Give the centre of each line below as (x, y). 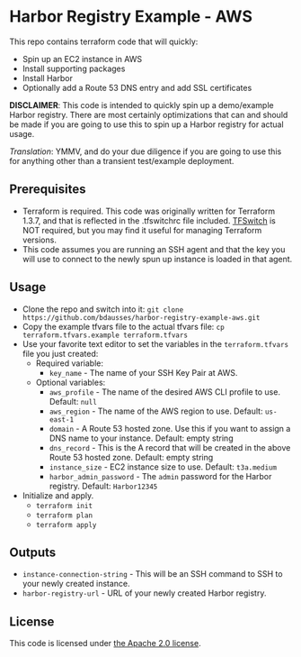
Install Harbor (48, 78)
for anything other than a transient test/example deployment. (122, 160)
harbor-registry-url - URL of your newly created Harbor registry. (144, 593)
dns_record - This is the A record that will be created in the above (170, 447)
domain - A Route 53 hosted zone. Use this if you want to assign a (170, 428)
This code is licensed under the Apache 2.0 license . (105, 643)
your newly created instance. (76, 584)
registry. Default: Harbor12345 (103, 486)
